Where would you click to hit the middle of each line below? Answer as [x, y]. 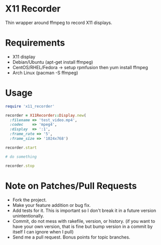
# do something [21, 157]
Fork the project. [30, 200]
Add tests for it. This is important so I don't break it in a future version [84, 210]
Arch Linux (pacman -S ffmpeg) [45, 73]
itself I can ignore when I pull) [43, 231]
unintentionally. [28, 215]
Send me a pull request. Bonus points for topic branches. [71, 237]
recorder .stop [20, 166]
